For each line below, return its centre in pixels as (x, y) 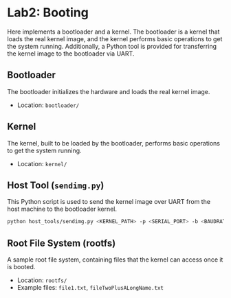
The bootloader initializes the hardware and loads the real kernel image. (109, 91)
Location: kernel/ (42, 163)
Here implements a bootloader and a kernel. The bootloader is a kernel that (113, 32)
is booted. (21, 267)
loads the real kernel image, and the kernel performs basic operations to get (115, 38)
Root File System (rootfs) (62, 243)
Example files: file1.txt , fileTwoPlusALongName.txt (90, 288)
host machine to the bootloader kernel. (62, 209)
